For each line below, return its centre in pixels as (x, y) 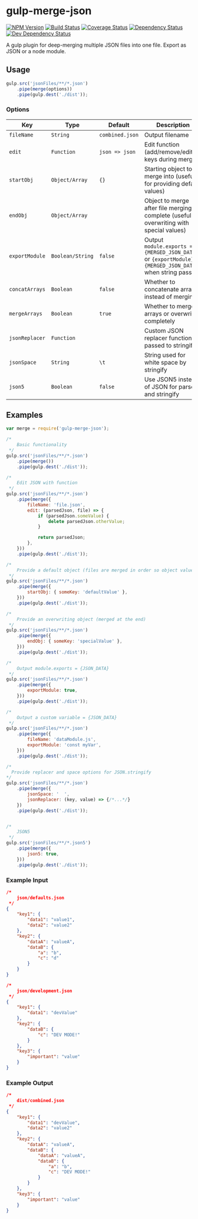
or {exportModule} (169, 259)
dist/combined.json (41, 1101)
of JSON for (161, 386)
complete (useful (168, 215)
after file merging (168, 208)
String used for (165, 355)
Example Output (30, 1083)
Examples (24, 415)
